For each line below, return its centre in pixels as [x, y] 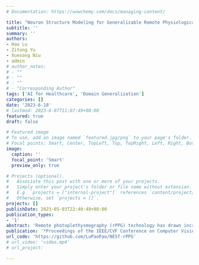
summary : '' [21, 33]
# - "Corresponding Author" [41, 89]
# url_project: [25, 248]
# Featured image [28, 132]
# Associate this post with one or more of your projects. [83, 181]
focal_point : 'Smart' [38, 160]
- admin [16, 61]
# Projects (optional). [36, 176]
